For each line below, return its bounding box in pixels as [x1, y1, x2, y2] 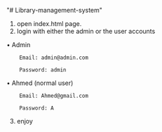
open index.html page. [16, 20, 82, 27]
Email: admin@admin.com [19, 54, 89, 61]
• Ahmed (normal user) [6, 79, 74, 87]
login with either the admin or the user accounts [16, 27, 156, 35]
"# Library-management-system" [6, 6, 103, 14]
